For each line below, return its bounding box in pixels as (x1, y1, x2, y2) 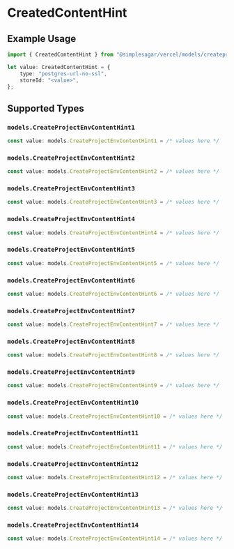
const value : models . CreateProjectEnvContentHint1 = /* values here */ (7, 137, 219, 144)
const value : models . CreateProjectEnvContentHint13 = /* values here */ (7, 504, 223, 512)
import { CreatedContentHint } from (7, 51, 114, 58)
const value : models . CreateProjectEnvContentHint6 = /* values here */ (7, 290, 219, 297)
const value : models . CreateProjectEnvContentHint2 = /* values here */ (7, 168, 219, 175)
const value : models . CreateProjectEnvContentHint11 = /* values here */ (7, 443, 223, 451)
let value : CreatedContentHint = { (7, 63, 111, 70)
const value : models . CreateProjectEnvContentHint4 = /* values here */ (7, 229, 219, 236)
